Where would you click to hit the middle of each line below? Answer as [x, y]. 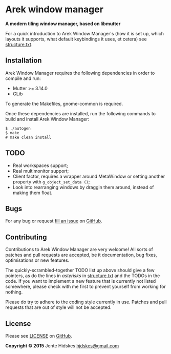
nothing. [14, 292]
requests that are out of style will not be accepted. [58, 307]
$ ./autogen [18, 128]
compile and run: [23, 78]
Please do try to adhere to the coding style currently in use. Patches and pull [86, 302]
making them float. [33, 193]
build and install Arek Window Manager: [47, 119]
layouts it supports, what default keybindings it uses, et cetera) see [76, 39]
